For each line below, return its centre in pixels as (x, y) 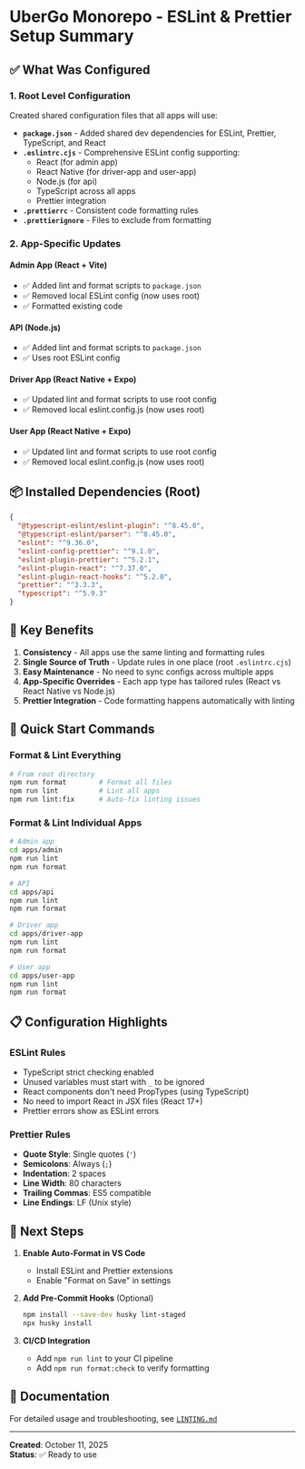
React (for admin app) (77, 162)
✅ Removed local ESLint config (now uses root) (111, 296)
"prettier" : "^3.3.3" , (60, 585)
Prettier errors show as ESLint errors (91, 1111)
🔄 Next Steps (47, 1231)
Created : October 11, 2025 (59, 1444)
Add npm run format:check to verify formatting (123, 1368)
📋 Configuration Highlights (89, 1022)
